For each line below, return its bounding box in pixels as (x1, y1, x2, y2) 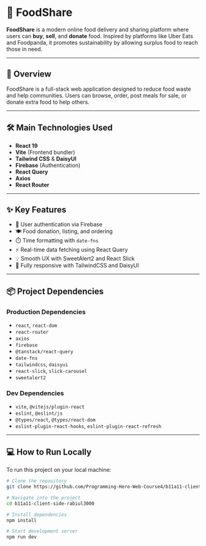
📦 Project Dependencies (6, 286, 104, 296)
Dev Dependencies (6, 389, 64, 398)
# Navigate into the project (6, 494, 81, 501)
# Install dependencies (6, 512, 67, 518)
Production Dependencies (6, 307, 86, 316)
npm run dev (6, 534, 37, 540)
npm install (6, 517, 37, 523)
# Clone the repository (6, 478, 67, 484)
